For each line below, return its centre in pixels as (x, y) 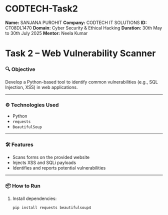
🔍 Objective (20, 69)
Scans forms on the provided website (51, 157)
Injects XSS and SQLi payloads (44, 162)
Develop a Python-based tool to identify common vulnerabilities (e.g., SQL (82, 82)
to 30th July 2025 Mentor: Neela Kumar (46, 33)
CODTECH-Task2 (42, 9)
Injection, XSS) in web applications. (41, 87)
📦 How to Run (23, 185)
